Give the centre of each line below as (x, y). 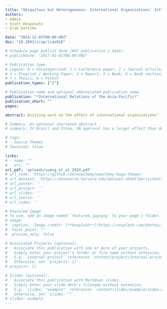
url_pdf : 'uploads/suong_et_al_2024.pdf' (49, 170)
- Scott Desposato (24, 24)
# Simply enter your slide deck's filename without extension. (74, 285)
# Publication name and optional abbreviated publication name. (73, 92)
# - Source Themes (24, 143)
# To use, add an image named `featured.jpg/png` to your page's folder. (83, 216)
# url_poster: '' (23, 184)
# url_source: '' (23, 197)
